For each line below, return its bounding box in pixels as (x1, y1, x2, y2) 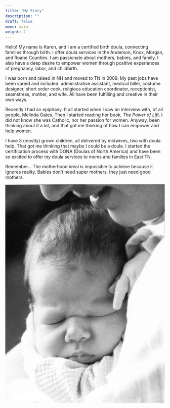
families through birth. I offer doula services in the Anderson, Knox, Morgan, (5, 49, 164, 56)
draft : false (5, 19, 33, 24)
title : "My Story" (5, 8, 44, 13)
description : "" (5, 13, 39, 19)
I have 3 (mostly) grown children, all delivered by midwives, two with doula (5, 138, 161, 144)
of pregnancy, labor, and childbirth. (5, 66, 78, 72)
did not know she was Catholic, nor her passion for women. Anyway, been (5, 117, 160, 123)
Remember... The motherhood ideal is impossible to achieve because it (5, 164, 153, 170)
